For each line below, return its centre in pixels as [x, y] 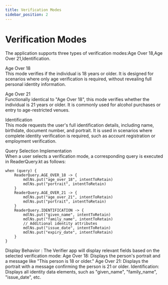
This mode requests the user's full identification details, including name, [80, 125]
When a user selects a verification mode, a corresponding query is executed [84, 156]
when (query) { [21, 171]
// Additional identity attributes [60, 224]
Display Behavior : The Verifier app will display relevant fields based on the [82, 251]
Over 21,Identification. [28, 59]
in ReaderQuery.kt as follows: [36, 162]
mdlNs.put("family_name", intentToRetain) [68, 219]
